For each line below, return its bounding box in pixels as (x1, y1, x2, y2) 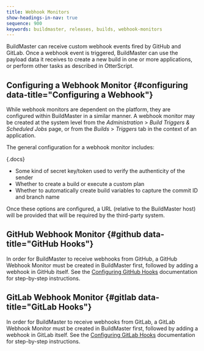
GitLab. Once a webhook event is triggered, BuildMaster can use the (6, 50, 178, 57)
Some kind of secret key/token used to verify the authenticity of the (15, 168, 185, 175)
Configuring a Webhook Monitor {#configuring (6, 80, 188, 91)
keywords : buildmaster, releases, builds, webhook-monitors (6, 26, 163, 32)
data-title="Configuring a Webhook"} (6, 89, 154, 100)
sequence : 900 (6, 20, 43, 26)
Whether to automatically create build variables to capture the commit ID (15, 187, 199, 194)
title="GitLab (6, 302, 57, 312)
